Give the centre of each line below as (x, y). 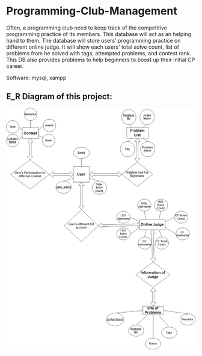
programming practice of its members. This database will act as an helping (99, 34)
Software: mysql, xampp (36, 78)
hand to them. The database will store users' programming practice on (93, 40)
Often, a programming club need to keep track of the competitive (87, 28)
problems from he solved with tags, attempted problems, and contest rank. (99, 53)
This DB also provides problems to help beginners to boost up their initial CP (101, 60)
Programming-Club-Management (92, 11)
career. (15, 66)
